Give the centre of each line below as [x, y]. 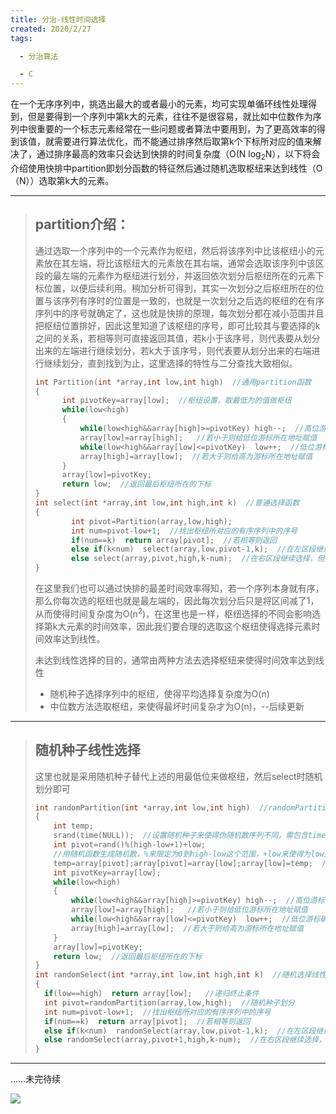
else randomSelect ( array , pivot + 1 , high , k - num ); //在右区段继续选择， [185, 1040]
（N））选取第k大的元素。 [62, 180]
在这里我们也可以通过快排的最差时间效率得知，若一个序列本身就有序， [179, 588]
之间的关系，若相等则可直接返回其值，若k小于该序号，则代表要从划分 [177, 338]
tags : [21, 38]
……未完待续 [36, 1079]
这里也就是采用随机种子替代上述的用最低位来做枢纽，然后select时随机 [178, 776]
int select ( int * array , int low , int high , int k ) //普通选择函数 [167, 503]
